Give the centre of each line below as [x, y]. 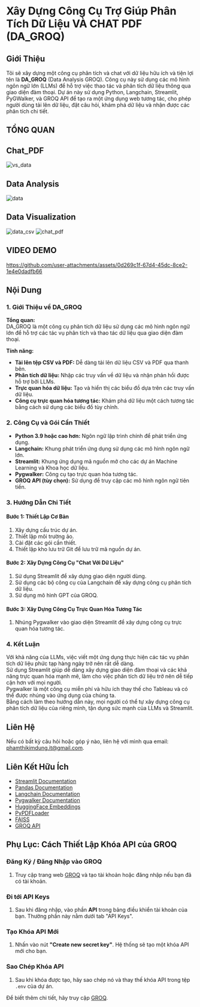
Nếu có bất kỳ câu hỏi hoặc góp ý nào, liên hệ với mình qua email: [87, 741]
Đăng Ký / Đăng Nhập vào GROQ [54, 862]
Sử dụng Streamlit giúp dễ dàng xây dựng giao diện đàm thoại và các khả [97, 670]
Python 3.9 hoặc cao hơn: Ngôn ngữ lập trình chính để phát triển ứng [101, 435]
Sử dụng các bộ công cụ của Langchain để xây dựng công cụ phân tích [103, 582]
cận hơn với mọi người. [34, 683]
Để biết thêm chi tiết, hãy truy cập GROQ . [57, 997]
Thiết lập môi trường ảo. [44, 536]
